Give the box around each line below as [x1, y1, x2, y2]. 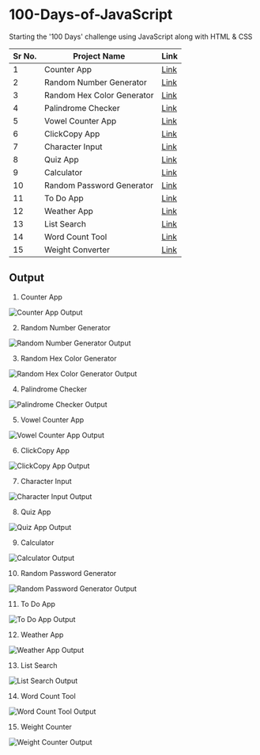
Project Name [73, 50, 126, 61]
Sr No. [13, 50, 37, 61]
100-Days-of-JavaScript [9, 6, 173, 24]
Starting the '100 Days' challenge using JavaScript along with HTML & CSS [9, 32, 253, 41]
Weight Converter [43, 244, 110, 255]
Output [9, 271, 44, 284]
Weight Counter [20, 722, 72, 731]
